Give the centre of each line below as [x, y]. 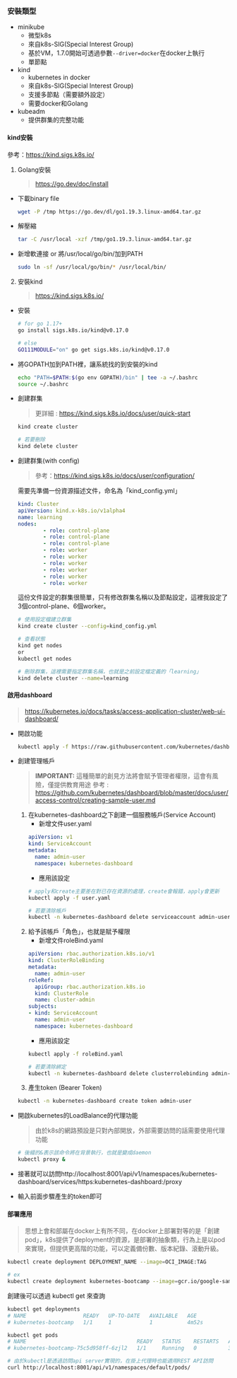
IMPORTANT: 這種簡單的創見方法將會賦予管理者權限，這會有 [124, 776]
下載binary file [38, 198]
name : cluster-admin [65, 1000]
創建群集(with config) [48, 461]
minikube [31, 27]
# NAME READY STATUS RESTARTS [113, 1342]
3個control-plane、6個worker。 [63, 606]
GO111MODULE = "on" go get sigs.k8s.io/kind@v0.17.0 [93, 349]
